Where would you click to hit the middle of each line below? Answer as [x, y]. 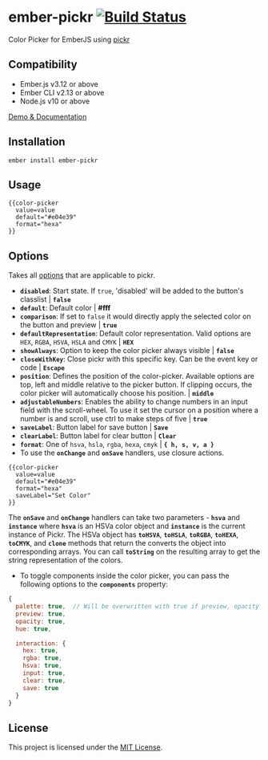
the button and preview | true [68, 325]
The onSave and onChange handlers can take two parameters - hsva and [124, 518]
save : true [41, 688]
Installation [37, 142]
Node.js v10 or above [55, 101]
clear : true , [44, 681]
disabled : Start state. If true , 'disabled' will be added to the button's [132, 291]
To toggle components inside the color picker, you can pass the [124, 576]
